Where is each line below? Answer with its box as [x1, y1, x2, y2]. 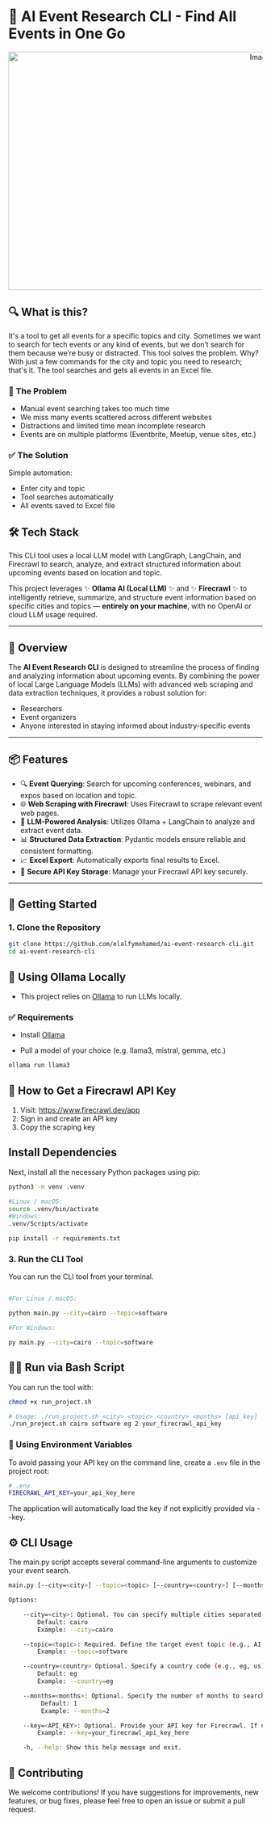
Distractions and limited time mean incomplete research [19, 421, 206, 431]
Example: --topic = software [37, 1647, 128, 1656]
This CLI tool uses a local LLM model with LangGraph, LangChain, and [8, 551, 242, 561]
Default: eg [37, 1670, 78, 1678]
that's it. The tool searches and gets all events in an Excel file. [8, 365, 214, 375]
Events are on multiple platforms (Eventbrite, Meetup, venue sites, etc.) [19, 430, 256, 440]
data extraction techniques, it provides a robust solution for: [8, 688, 207, 697]
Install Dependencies [8, 1146, 117, 1159]
